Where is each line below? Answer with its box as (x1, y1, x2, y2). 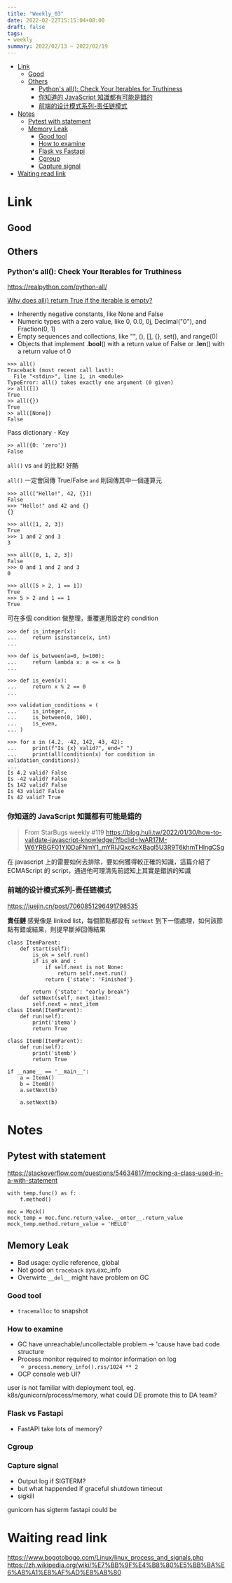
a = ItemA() (20, 1074, 55, 1082)
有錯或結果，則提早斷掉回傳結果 (13, 925, 106, 933)
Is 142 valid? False (7, 782, 68, 789)
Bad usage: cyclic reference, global (17, 1258, 120, 1266)
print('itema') (32, 1019, 77, 1026)
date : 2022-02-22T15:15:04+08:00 (7, 17, 105, 24)
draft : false (7, 23, 46, 30)
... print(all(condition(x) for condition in (7, 751, 156, 758)
